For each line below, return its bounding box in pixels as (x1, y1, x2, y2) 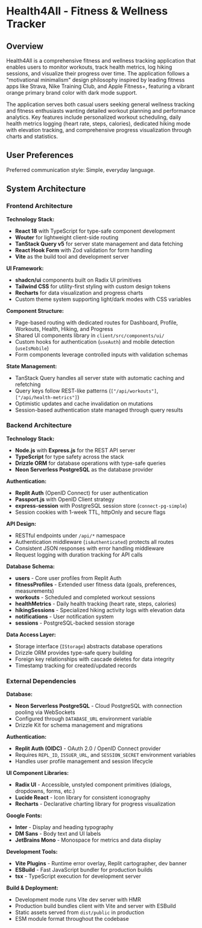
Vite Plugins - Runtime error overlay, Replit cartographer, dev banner (14, 860, 187, 867)
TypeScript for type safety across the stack (14, 453, 124, 460)
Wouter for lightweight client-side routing (14, 233, 119, 241)
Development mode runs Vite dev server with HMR (14, 896, 142, 903)
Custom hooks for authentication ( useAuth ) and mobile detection (14, 338, 175, 345)
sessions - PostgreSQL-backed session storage (14, 619, 135, 627)
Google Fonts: (6, 812, 42, 819)
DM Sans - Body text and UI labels (14, 830, 101, 838)
